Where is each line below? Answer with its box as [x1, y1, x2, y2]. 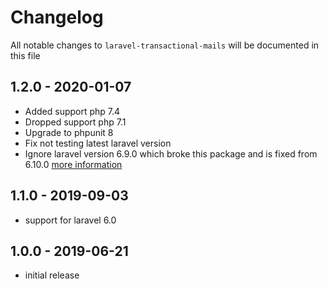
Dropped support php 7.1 [24, 116, 127, 128]
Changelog [10, 6, 104, 29]
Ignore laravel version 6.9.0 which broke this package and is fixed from [24, 147, 318, 160]
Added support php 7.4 [24, 105, 121, 117]
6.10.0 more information [24, 158, 123, 170]
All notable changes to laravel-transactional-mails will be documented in [10, 39, 320, 51]
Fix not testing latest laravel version [24, 137, 172, 149]
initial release [24, 269, 80, 281]
